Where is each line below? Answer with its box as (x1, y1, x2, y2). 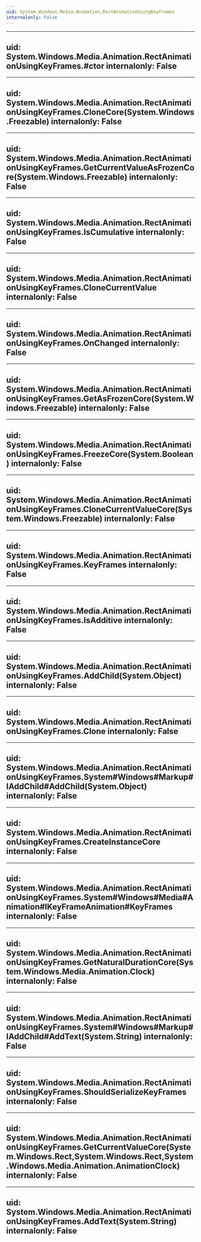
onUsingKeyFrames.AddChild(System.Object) (6, 670, 182, 681)
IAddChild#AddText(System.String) (6, 1031, 142, 1042)
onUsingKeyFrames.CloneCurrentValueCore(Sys (6, 505, 193, 515)
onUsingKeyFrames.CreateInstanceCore (6, 837, 161, 847)
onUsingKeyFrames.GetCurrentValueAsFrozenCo (6, 163, 195, 173)
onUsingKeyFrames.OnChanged (6, 338, 130, 348)
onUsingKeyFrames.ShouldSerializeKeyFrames (6, 1087, 187, 1097)
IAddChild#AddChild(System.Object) (6, 781, 148, 792)
